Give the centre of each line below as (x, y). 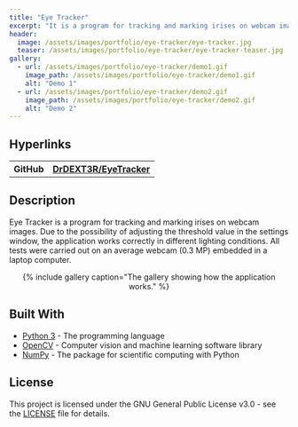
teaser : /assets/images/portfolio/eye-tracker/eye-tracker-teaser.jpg (150, 51)
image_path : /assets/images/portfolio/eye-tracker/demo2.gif (140, 100)
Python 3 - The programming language (94, 336)
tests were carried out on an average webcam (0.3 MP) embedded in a (138, 250)
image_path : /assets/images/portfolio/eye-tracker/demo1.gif (140, 75)
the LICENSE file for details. (60, 413)
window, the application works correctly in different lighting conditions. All (145, 241)
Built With (37, 315)
